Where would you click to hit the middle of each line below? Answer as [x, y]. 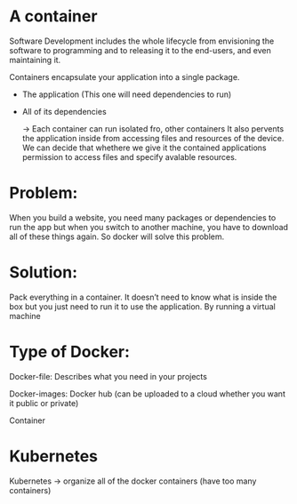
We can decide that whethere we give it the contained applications [144, 148]
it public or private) [44, 403]
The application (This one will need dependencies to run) [127, 94]
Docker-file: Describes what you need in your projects [108, 376]
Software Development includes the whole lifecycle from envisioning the [142, 41]
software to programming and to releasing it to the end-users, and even [140, 50]
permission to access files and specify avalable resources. [129, 156]
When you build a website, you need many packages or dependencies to [143, 217]
